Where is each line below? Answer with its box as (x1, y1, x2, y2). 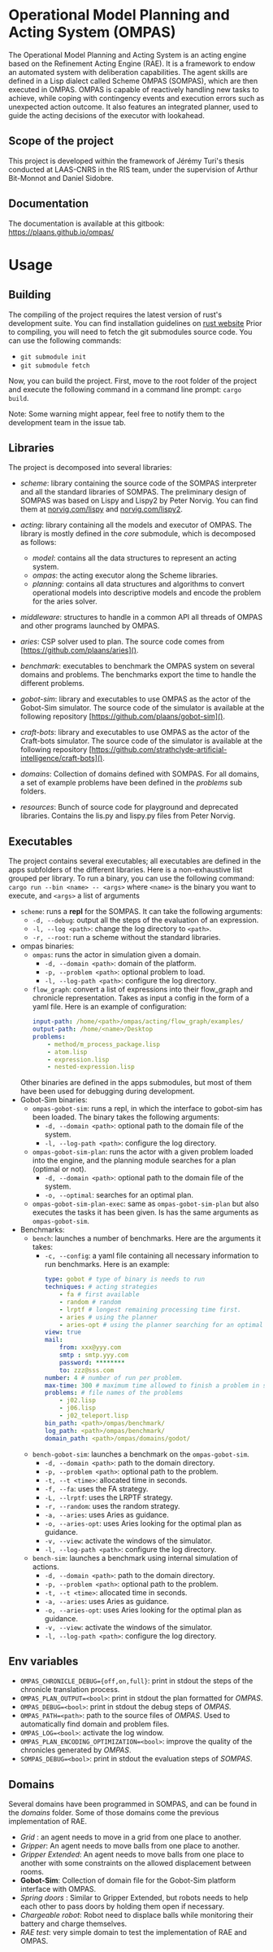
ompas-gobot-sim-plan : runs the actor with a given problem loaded (32, 1147, 253, 1157)
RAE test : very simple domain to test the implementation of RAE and (19, 1928, 248, 1937)
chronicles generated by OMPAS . (19, 1745, 132, 1755)
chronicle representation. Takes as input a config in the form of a (32, 993, 249, 1003)
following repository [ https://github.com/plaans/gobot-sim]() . (19, 711, 226, 722)
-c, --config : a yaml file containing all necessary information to (44, 1251, 259, 1260)
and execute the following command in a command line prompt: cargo (8, 385, 242, 394)
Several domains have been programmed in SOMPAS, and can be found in (8, 1799, 258, 1809)
